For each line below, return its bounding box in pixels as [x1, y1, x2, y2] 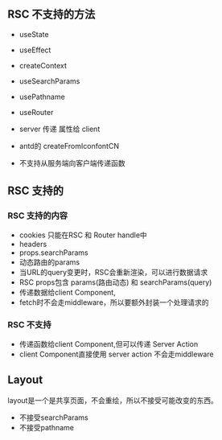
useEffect [18, 45, 51, 55]
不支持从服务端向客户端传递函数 [18, 158, 125, 167]
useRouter [18, 107, 54, 117]
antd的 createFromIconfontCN [18, 141, 120, 150]
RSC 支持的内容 [7, 210, 68, 221]
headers [18, 239, 47, 249]
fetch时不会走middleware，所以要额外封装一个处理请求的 [18, 297, 210, 307]
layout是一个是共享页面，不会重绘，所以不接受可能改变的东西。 [7, 395, 218, 405]
